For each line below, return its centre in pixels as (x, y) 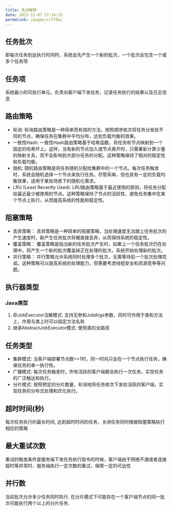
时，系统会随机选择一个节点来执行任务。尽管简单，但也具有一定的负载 (87, 174)
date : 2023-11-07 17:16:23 (34, 15)
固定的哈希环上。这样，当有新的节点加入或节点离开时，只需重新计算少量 (89, 148)
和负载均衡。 (26, 161)
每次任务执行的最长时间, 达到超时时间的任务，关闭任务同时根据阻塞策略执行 (85, 422)
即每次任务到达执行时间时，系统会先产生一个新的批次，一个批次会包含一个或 (86, 55)
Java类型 (17, 303)
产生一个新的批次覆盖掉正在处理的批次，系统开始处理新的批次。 (98, 250)
